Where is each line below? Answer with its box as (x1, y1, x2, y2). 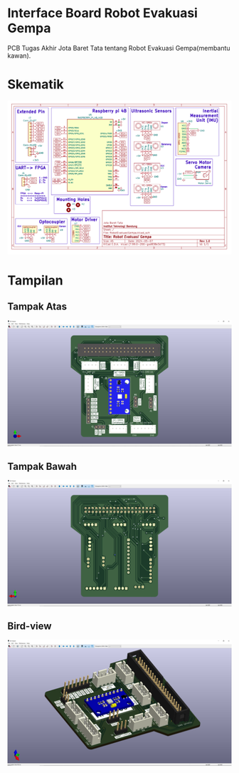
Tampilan (7, 272, 63, 289)
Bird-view (7, 620, 52, 633)
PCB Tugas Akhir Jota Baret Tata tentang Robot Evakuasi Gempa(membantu (7, 43, 230, 52)
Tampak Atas (7, 301, 68, 313)
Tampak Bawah (7, 460, 77, 472)
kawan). (7, 51, 31, 60)
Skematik (7, 76, 64, 93)
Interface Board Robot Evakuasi (7, 5, 198, 21)
